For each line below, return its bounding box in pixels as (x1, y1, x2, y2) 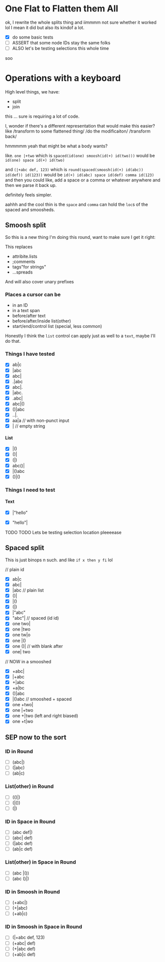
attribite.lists (12, 253, 38, 259)
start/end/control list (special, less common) (12, 323, 102, 329)
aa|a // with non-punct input (12, 417, 69, 423)
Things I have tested (5, 351, 55, 358)
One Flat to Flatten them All (5, 3, 118, 14)
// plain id (5, 566, 25, 572)
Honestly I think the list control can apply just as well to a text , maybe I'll (5, 333, 156, 339)
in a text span (12, 308, 40, 314)
